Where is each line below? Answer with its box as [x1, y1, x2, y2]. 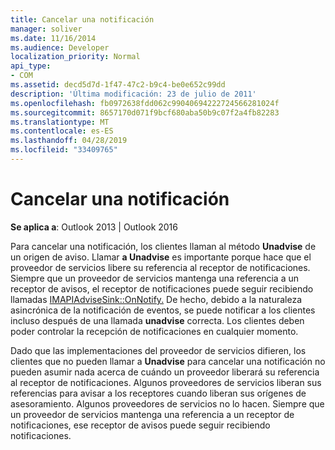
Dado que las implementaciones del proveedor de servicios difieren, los [10, 344, 307, 356]
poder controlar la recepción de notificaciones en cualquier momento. [10, 325, 299, 337]
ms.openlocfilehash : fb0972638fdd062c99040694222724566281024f [10, 98, 280, 108]
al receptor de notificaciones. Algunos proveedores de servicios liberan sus [10, 376, 322, 388]
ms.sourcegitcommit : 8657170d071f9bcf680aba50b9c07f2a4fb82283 [10, 107, 280, 118]
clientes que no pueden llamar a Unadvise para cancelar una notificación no [10, 355, 326, 367]
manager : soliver [10, 24, 83, 34]
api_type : [10, 61, 52, 71]
